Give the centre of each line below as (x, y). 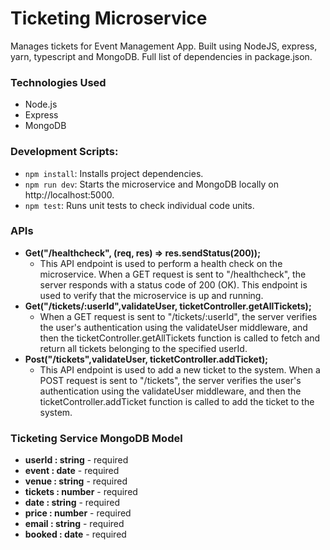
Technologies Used (58, 82)
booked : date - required (75, 534)
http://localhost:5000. (69, 194)
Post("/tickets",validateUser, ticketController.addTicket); (146, 359)
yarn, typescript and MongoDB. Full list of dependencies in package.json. (161, 56)
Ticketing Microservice (109, 18)
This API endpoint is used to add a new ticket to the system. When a (180, 369)
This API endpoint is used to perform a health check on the (161, 263)
